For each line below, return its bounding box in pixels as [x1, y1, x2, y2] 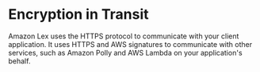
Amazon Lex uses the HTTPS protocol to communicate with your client [8, 31, 239, 41]
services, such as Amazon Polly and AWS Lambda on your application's [8, 48, 243, 57]
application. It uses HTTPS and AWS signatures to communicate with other [8, 39, 252, 49]
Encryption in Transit [8, 5, 149, 23]
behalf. [8, 56, 31, 66]
